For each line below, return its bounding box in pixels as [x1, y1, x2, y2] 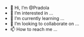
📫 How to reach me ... [10, 26, 58, 32]
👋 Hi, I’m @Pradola [10, 5, 49, 10]
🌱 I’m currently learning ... [10, 15, 65, 21]
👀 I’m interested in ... [10, 10, 53, 16]
